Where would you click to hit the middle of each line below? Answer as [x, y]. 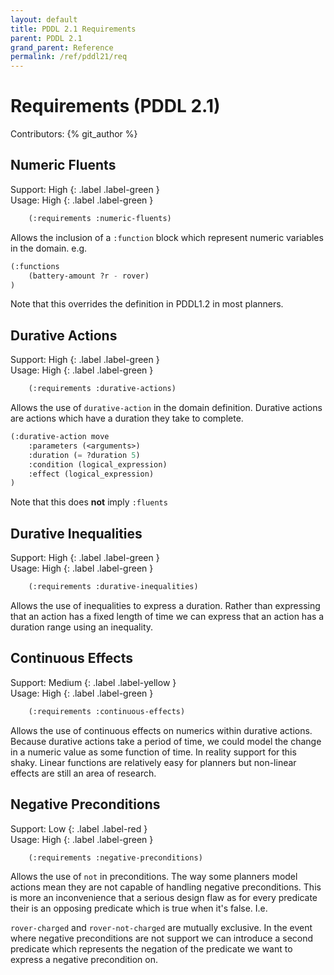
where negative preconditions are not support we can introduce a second [162, 938]
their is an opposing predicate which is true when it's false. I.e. [139, 908]
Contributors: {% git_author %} [74, 134]
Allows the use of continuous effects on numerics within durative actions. [161, 730]
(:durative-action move [60, 437]
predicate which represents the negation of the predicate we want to [151, 949]
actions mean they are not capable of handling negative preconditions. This [166, 887]
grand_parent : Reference [62, 47]
